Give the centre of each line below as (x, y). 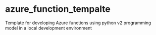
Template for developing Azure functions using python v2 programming (78, 23)
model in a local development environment (49, 28)
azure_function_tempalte (58, 9)
